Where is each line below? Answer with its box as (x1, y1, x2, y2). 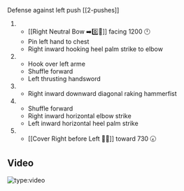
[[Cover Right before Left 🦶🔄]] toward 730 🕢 (27, 134, 157, 143)
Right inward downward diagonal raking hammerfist (27, 90, 177, 97)
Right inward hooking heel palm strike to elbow (27, 45, 163, 53)
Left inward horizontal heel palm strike (27, 119, 139, 127)
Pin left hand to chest (27, 38, 90, 45)
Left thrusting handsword (27, 75, 101, 83)
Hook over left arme (27, 59, 86, 68)
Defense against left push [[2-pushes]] (7, 6, 120, 14)
